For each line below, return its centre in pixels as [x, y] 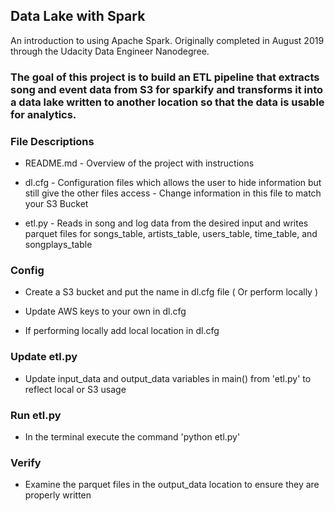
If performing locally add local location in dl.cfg [122, 331]
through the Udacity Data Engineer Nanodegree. [110, 51]
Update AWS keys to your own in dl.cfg [105, 311]
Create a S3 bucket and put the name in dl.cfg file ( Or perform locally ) [171, 292]
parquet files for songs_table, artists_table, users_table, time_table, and [171, 234]
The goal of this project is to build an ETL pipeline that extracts [165, 77]
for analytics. [43, 114]
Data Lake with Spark [78, 16]
